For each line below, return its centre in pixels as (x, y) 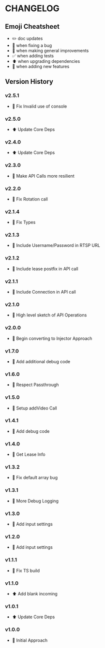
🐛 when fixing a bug (32, 45)
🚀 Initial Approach (30, 640)
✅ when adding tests (33, 56)
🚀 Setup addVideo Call (34, 408)
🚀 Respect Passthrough (35, 385)
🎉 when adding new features (41, 66)
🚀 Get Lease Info (29, 454)
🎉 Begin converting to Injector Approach (52, 338)
